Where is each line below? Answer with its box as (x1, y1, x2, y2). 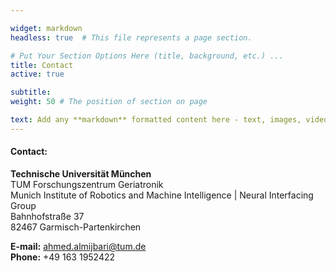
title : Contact (10, 60, 74, 70)
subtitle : (10, 87, 52, 98)
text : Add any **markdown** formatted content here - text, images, (10, 115, 302, 125)
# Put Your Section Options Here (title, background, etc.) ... (10, 51, 284, 61)
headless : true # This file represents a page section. (10, 32, 253, 43)
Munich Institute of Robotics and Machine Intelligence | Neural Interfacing (10, 189, 314, 201)
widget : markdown (10, 23, 83, 33)
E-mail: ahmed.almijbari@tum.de (10, 240, 147, 252)
